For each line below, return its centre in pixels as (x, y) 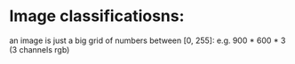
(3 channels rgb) (40, 49)
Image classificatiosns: (97, 16)
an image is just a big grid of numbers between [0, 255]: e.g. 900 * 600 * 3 (147, 40)
